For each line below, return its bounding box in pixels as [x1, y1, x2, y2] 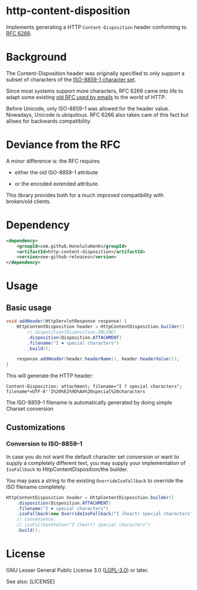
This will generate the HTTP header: [6, 372, 94, 379]
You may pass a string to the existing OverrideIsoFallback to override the [6, 477, 184, 484]
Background [6, 50, 67, 64]
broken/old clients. [6, 198, 52, 205]
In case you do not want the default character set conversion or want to [6, 453, 179, 460]
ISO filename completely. [6, 483, 67, 490]
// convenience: [16, 517, 57, 522]
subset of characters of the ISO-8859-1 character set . [6, 76, 137, 83]
